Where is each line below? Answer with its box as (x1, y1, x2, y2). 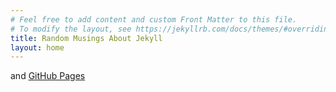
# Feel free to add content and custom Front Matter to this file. (10, 14, 298, 25)
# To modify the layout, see (10, 24, 132, 34)
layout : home (10, 42, 65, 53)
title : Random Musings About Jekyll (10, 33, 163, 43)
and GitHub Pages (10, 70, 86, 82)
